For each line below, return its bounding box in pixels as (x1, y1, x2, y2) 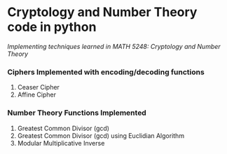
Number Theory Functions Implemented (7, 108, 147, 118)
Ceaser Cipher (17, 83, 60, 92)
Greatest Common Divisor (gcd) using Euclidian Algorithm (17, 131, 184, 140)
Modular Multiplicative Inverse (17, 139, 105, 147)
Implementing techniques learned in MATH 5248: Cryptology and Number (7, 42, 221, 50)
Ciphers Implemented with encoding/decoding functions (7, 67, 205, 77)
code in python (7, 19, 97, 35)
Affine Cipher (17, 90, 56, 99)
